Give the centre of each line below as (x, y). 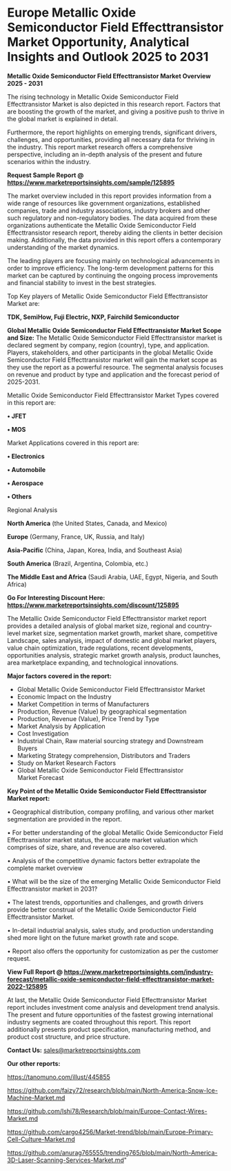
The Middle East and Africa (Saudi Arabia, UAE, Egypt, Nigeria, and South (113, 577)
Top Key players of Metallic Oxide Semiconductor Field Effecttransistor (108, 296)
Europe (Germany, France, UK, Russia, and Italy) (76, 536)
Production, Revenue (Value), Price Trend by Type (88, 718)
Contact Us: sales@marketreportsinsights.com (74, 1050)
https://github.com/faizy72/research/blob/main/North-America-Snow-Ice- (113, 1090)
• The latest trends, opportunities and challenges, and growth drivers (105, 902)
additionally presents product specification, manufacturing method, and (109, 1029)
